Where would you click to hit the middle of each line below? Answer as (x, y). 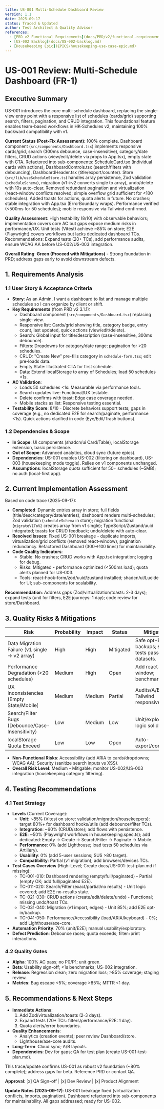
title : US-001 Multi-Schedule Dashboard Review (54, 10)
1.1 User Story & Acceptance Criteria (49, 288)
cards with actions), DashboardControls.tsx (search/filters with (68, 167)
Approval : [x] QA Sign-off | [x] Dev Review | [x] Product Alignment (72, 1081)
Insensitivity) (22, 732)
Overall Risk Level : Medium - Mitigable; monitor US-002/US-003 (78, 768)
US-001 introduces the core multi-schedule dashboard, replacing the (74, 110)
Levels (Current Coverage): (40, 813)
